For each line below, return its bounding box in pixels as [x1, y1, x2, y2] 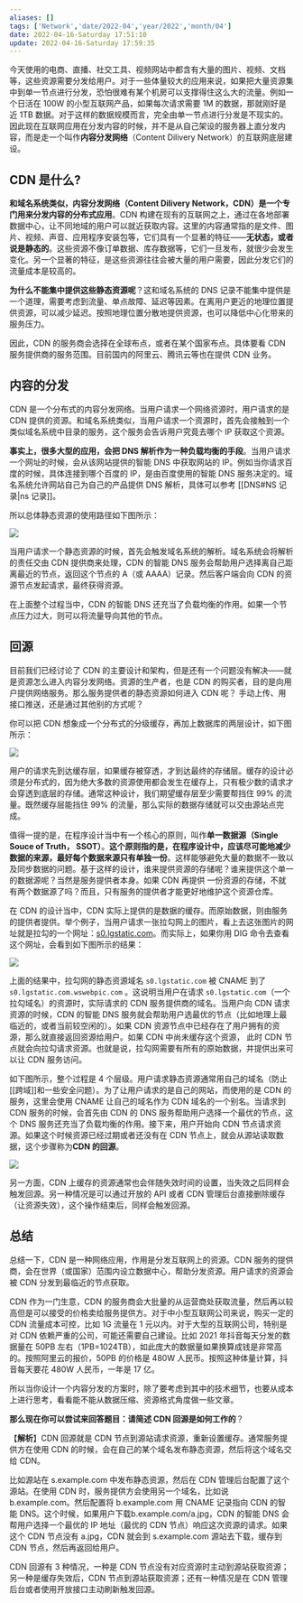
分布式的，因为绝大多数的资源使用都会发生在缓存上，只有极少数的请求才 [24, 776, 294, 787]
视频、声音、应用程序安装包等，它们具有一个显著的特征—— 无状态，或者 [24, 232, 294, 243]
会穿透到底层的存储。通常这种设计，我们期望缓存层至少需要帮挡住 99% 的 [9, 787, 284, 799]
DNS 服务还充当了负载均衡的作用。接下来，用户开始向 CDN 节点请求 [19, 1118, 274, 1129]
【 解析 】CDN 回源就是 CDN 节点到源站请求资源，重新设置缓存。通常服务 [9, 1432, 280, 1443]
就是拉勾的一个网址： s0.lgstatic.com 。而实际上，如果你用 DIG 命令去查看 [16, 927, 290, 939]
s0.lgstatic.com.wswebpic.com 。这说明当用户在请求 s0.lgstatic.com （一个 [9, 986, 290, 997]
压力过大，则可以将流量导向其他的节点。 [16, 610, 168, 621]
